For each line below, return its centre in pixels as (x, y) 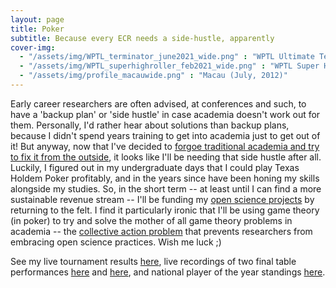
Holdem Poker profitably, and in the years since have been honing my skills (165, 178)
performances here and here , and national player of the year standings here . (168, 272)
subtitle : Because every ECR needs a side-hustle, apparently (142, 38)
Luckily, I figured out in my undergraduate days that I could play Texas (155, 167)
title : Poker (37, 29)
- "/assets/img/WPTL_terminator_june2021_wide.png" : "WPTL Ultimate (167, 57)
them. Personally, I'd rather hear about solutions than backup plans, (150, 125)
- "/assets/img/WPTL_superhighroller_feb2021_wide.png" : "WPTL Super (169, 66)
